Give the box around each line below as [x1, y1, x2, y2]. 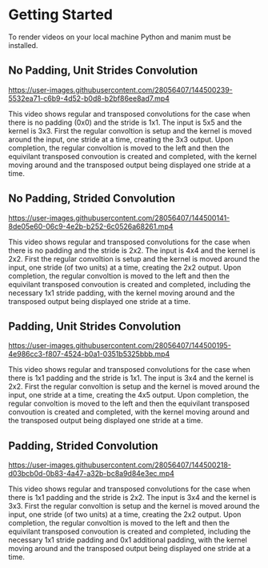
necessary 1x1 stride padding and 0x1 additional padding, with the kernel [8, 535, 248, 545]
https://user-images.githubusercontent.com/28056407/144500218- [8, 460, 232, 470]
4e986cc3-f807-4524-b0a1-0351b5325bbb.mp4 [8, 350, 170, 359]
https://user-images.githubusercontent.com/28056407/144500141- [8, 213, 230, 222]
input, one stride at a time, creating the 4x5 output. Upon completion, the [8, 390, 250, 400]
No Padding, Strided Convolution [8, 192, 176, 206]
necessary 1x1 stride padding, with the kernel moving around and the [8, 288, 235, 298]
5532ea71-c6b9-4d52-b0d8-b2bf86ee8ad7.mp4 [8, 94, 170, 103]
